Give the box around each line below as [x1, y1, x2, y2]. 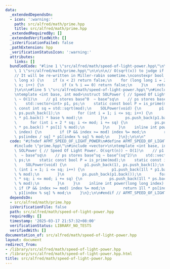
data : [5, 7, 17, 13]
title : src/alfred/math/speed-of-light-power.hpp [5, 256, 112, 261]
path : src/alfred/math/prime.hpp [14, 21, 85, 27]
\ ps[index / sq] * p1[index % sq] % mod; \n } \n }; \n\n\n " [14, 134, 146, 139]
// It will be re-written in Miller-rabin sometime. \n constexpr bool [14, 73, 164, 78]
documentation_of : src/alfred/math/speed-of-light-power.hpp [5, 233, 137, 238]
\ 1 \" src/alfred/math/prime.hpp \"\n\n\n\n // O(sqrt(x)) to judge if [14, 69, 164, 74]
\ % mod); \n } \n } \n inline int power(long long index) [14, 181, 164, 186]
